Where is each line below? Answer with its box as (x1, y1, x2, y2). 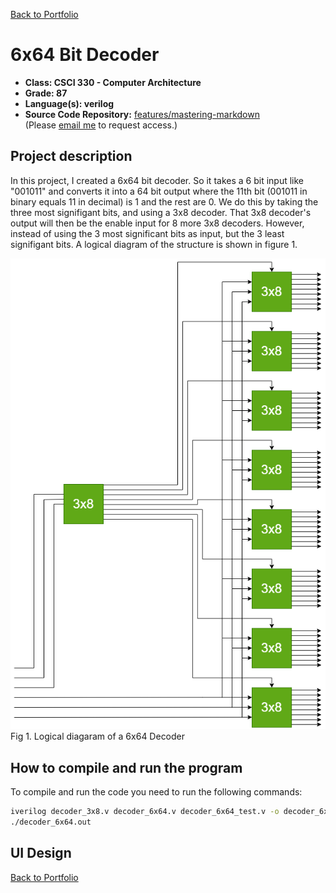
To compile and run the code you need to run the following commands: (10, 786, 303, 798)
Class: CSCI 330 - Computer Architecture (24, 76, 202, 88)
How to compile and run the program (10, 759, 243, 776)
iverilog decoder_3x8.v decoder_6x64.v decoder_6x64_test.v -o (10, 807, 280, 817)
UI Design (10, 845, 72, 862)
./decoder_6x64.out (10, 817, 92, 828)
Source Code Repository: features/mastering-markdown (24, 108, 260, 120)
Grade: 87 (24, 87, 68, 99)
